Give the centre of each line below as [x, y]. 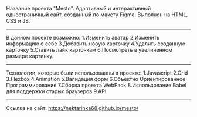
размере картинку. [30, 56]
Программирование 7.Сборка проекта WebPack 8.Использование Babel [96, 85]
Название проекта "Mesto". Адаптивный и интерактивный [79, 8]
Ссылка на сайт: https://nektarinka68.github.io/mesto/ [72, 108]
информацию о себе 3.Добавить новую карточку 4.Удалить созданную [96, 44]
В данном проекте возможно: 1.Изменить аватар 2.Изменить [83, 38]
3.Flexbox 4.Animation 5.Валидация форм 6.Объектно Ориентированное [96, 79]
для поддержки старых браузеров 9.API [56, 91]
